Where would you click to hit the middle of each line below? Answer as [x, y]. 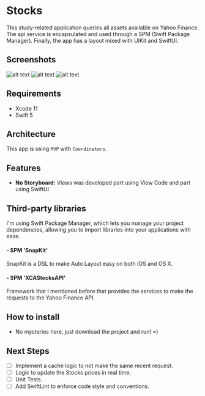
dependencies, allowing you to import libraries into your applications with [99, 229]
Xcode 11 [26, 108]
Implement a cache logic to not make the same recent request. [94, 366]
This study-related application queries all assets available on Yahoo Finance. [103, 28]
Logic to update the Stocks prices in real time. [73, 373]
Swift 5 [24, 115]
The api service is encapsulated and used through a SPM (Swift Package [98, 34]
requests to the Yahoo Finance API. [51, 298]
